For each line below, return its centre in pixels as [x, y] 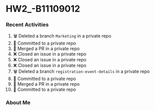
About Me [18, 103]
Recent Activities [27, 25]
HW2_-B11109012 [43, 9]
